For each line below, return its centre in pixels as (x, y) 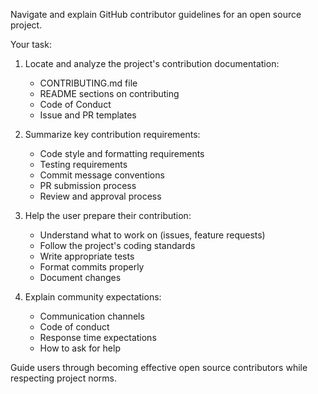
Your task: (31, 44)
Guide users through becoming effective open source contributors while (159, 367)
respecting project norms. (64, 378)
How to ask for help (80, 348)
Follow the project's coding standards (117, 245)
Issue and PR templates (88, 115)
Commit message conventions (102, 175)
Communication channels (92, 316)
